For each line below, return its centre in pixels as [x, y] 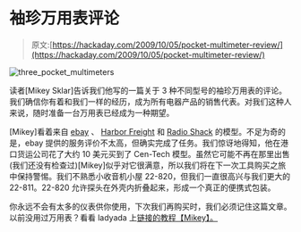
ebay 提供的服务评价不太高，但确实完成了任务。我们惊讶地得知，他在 [153, 143]
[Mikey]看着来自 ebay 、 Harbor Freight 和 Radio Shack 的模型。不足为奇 [144, 131]
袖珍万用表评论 [64, 18]
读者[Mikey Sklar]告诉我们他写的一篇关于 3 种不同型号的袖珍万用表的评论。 [148, 90]
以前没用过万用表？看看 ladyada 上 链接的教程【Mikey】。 [114, 217]
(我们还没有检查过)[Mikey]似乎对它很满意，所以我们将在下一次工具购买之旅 [148, 165]
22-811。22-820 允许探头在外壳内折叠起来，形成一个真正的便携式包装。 [142, 187]
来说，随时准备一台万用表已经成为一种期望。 [92, 112]
